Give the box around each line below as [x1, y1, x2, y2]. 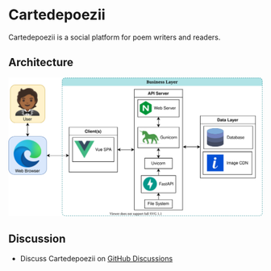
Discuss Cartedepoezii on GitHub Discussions [19, 253, 173, 263]
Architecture [8, 56, 74, 69]
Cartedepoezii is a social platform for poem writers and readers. [8, 32, 221, 42]
